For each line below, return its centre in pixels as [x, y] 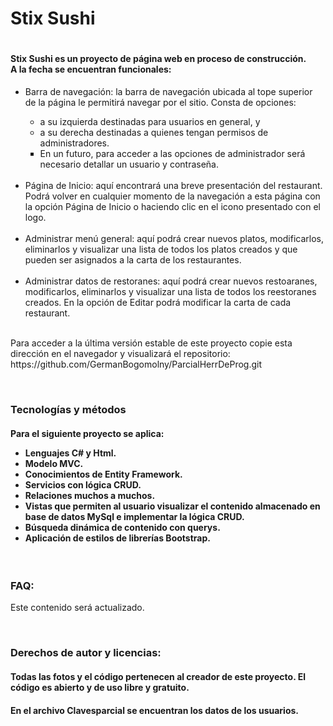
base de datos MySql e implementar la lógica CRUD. [134, 516]
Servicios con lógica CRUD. [83, 484]
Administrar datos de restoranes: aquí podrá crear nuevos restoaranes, [171, 281]
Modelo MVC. [54, 463]
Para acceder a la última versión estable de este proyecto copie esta [151, 343]
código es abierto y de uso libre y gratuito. [100, 687]
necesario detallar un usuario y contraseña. [129, 164]
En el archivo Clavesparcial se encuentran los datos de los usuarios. [154, 710]
